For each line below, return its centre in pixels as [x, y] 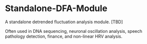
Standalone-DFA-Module [56, 8]
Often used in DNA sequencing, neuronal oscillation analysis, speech [74, 31]
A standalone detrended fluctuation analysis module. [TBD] [64, 22]
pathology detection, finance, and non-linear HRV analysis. [64, 36]
